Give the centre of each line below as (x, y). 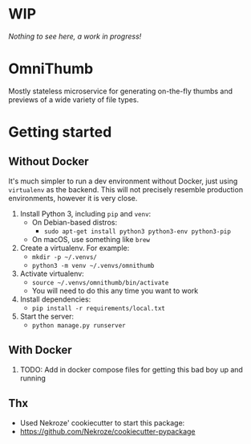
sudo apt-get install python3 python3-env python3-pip (137, 231)
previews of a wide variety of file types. (74, 99)
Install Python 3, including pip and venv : (85, 213)
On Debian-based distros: (75, 222)
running (33, 378)
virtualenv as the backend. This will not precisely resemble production (125, 189)
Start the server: (47, 316)
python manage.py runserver (79, 325)
